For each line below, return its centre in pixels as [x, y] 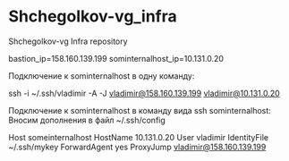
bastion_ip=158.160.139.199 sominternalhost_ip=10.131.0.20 [116, 58]
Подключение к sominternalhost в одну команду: [102, 76]
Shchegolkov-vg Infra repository [68, 41]
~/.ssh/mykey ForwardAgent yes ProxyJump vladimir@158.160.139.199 [137, 147]
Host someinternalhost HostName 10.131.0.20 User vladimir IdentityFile [139, 137]
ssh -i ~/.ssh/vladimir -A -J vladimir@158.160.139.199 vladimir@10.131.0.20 [144, 93]
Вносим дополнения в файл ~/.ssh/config [87, 120]
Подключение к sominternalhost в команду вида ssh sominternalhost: [140, 110]
